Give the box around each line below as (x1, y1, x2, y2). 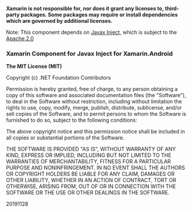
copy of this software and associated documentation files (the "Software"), (6, 92, 187, 99)
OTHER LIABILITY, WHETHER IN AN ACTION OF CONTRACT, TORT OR (6, 177, 176, 184)
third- (165, 5, 179, 12)
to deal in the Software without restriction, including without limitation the (6, 98, 182, 105)
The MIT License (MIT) (6, 63, 62, 70)
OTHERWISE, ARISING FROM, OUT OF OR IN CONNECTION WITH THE (6, 183, 176, 190)
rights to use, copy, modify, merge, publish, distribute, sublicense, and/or (6, 104, 182, 111)
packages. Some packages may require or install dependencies (20, 11, 178, 18)
